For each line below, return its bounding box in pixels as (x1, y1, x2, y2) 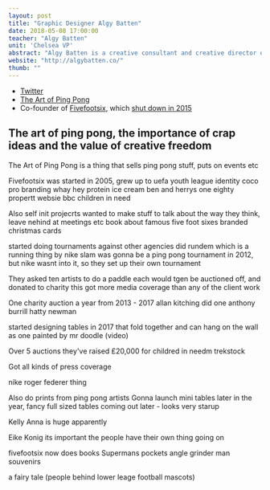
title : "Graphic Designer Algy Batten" (8, 19, 142, 27)
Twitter (19, 86, 44, 96)
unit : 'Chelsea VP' (8, 42, 74, 50)
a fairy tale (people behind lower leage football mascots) (8, 472, 195, 482)
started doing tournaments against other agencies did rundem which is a (8, 241, 249, 251)
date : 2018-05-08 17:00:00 (8, 27, 99, 35)
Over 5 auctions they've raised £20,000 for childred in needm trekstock (8, 346, 245, 356)
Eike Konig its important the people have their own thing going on (8, 432, 225, 442)
